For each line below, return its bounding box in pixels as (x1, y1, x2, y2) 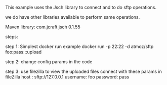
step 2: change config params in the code (5, 59, 93, 65)
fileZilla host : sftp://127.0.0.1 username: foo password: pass (5, 74, 130, 80)
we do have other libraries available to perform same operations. (5, 14, 140, 20)
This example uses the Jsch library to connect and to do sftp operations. (5, 5, 157, 10)
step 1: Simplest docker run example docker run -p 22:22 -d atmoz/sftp (5, 44, 154, 50)
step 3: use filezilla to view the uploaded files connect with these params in (5, 68, 162, 74)
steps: (5, 34, 18, 39)
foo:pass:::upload (5, 49, 42, 55)
